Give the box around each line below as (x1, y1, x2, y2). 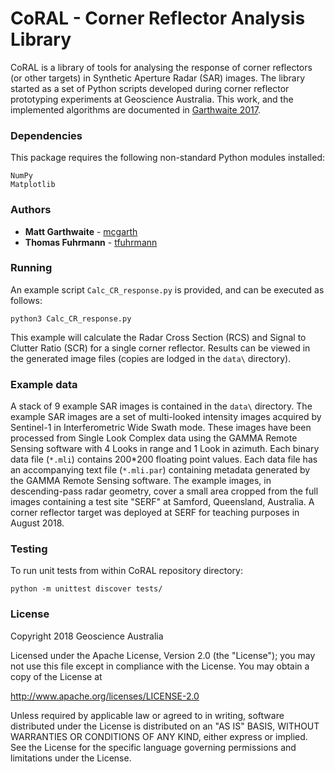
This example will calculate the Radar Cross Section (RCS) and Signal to (10, 331, 307, 343)
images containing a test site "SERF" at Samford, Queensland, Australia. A (10, 496, 315, 508)
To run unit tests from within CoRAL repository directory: (10, 565, 243, 577)
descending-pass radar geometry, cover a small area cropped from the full (10, 485, 319, 497)
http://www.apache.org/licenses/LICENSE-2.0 (10, 690, 200, 702)
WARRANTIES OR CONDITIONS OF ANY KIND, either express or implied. (10, 730, 308, 742)
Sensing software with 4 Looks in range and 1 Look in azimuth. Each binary (10, 443, 320, 455)
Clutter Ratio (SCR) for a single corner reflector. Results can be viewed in (10, 342, 311, 354)
